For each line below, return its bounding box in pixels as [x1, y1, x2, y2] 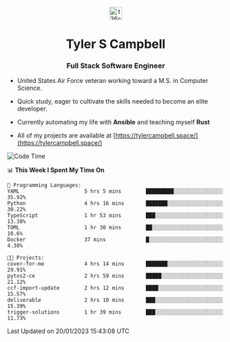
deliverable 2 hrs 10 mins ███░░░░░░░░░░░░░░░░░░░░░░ [7, 297, 224, 304]
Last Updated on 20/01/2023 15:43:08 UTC [7, 327, 129, 335]
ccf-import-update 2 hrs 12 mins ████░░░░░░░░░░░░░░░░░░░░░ [7, 285, 224, 292]
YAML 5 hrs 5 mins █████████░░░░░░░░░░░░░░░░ [7, 188, 224, 195]
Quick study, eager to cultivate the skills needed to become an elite [17, 97, 209, 106]
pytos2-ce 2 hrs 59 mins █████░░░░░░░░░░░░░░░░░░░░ [7, 273, 224, 280]
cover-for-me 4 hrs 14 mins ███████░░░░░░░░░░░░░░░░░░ [7, 260, 224, 267]
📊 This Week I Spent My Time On [7, 166, 105, 174]
